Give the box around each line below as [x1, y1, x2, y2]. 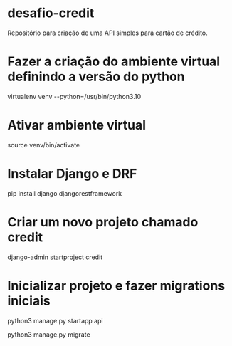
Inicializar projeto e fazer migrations [7, 278, 226, 293]
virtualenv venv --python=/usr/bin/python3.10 [7, 92, 141, 100]
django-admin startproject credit [7, 253, 103, 261]
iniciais [7, 293, 51, 309]
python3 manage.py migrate [7, 330, 90, 339]
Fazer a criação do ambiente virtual [7, 53, 221, 70]
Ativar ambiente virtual [7, 117, 147, 133]
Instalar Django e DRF [7, 166, 137, 182]
